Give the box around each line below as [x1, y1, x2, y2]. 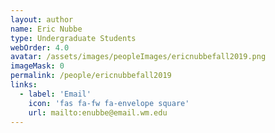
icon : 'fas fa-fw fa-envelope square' [28, 98, 190, 108]
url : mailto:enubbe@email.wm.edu [28, 107, 168, 118]
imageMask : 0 [10, 61, 65, 71]
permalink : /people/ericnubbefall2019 [10, 71, 172, 81]
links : [10, 80, 38, 90]
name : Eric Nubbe [10, 24, 83, 34]
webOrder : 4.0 [10, 42, 70, 53]
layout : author [10, 14, 74, 25]
